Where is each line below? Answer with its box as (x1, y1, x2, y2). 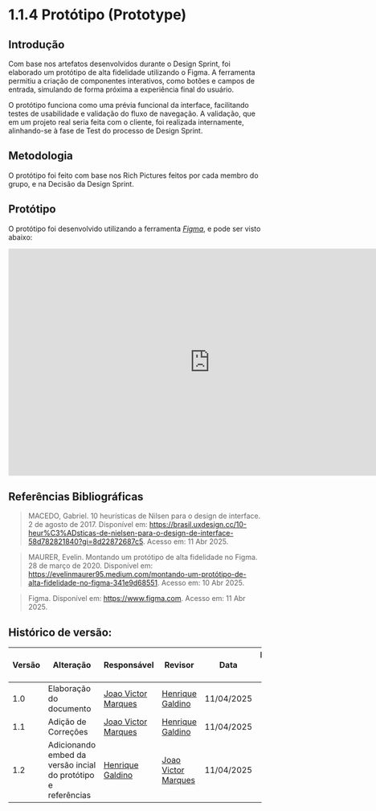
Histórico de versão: (8, 625, 112, 639)
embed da (47, 750, 87, 761)
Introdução (8, 38, 65, 51)
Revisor (164, 660, 194, 671)
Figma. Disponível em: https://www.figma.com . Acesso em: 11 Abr (27, 594, 247, 603)
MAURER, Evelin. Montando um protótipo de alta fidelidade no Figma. (27, 553, 258, 562)
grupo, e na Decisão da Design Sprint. (8, 179, 134, 188)
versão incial (47, 760, 96, 771)
